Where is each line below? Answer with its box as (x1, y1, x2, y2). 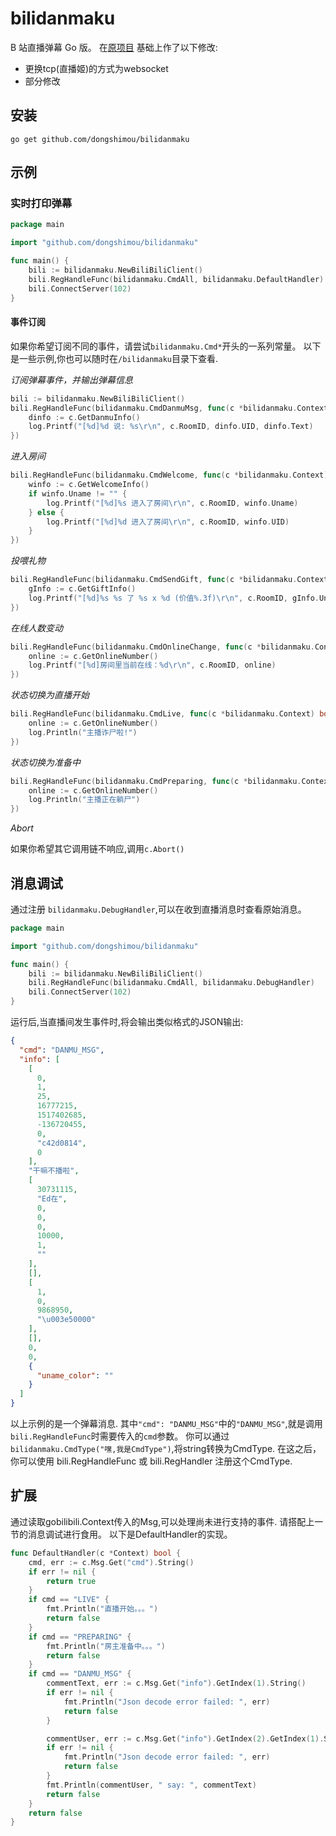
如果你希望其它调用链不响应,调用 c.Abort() (10, 843, 185, 855)
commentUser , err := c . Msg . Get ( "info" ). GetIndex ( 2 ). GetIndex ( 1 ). (46, 1733, 325, 1744)
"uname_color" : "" (36, 1370, 114, 1381)
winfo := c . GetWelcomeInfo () (28, 480, 150, 490)
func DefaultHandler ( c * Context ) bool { (10, 1548, 182, 1558)
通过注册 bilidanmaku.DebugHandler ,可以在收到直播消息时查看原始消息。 (10, 903, 307, 915)
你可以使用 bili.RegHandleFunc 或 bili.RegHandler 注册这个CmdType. (10, 1455, 293, 1467)
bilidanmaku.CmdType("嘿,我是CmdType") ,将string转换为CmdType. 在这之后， (10, 1443, 322, 1455)
